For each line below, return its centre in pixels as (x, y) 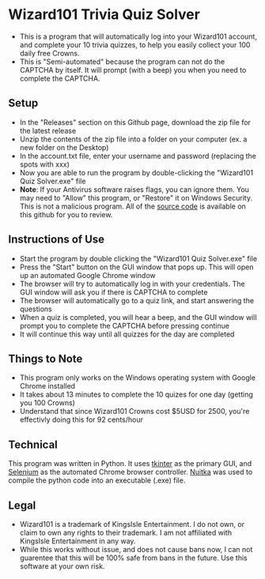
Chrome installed (47, 386)
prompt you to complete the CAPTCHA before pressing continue (124, 325)
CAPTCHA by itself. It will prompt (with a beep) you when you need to (133, 70)
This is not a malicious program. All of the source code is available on (133, 206)
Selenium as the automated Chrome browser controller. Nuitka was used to (131, 472)
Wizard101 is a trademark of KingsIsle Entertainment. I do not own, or (132, 524)
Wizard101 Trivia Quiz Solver (104, 15)
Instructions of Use (57, 240)
